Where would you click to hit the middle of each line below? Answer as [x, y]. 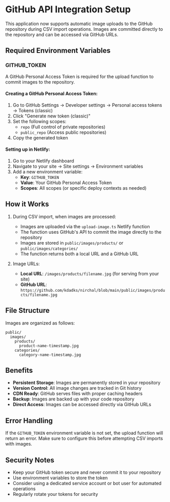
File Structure [27, 310]
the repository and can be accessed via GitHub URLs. [62, 34]
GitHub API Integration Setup [68, 9]
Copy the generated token [40, 137]
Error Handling [29, 421]
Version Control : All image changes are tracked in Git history [77, 388]
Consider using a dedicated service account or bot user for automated [87, 484]
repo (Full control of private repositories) [63, 127]
